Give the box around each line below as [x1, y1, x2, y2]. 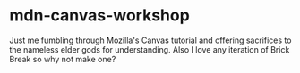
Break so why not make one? [9, 53, 116, 64]
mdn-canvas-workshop [9, 5, 190, 26]
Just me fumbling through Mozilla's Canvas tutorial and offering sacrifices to [9, 35, 292, 45]
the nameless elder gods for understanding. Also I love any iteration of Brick [9, 44, 290, 54]
